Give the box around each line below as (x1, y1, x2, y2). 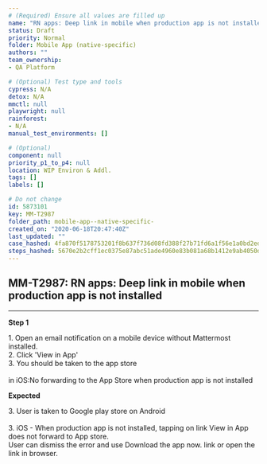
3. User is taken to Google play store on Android (8, 406, 165, 415)
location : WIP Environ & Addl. (8, 166, 112, 174)
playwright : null (8, 107, 66, 115)
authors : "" (8, 49, 48, 57)
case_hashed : (8, 240, 52, 248)
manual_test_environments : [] (8, 130, 109, 138)
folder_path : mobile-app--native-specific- (8, 217, 155, 225)
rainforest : (8, 115, 48, 123)
